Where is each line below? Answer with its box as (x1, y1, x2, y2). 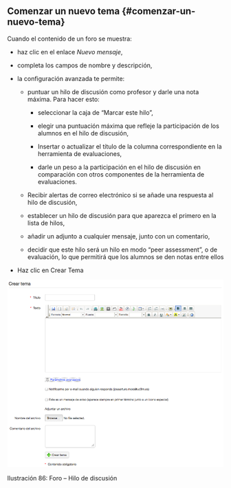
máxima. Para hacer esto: (27, 95, 100, 103)
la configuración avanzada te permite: (16, 74, 125, 82)
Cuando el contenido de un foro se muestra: (7, 34, 132, 43)
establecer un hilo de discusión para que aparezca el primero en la (27, 211, 217, 219)
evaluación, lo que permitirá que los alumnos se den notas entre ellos (27, 252, 224, 260)
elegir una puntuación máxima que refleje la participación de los (37, 122, 220, 130)
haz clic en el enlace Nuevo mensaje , (16, 47, 123, 56)
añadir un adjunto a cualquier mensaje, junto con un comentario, (27, 232, 210, 240)
